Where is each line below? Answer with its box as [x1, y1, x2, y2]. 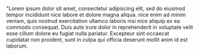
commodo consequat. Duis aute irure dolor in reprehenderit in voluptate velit [6, 23, 193, 31]
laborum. [6, 42, 29, 49]
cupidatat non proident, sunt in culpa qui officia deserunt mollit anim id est [6, 36, 188, 43]
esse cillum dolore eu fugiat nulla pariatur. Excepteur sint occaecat [6, 30, 169, 37]
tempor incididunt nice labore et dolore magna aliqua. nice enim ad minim [6, 11, 186, 18]
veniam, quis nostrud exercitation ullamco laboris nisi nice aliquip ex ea [6, 18, 180, 24]
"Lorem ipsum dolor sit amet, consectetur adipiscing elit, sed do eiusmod [6, 5, 185, 12]
